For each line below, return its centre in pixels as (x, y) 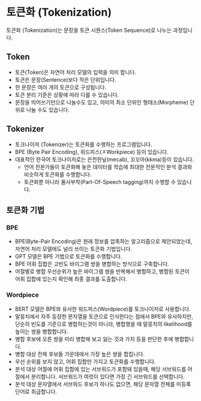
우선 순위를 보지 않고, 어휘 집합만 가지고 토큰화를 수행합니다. (85, 361)
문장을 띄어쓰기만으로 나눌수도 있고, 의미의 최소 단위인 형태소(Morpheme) (102, 102)
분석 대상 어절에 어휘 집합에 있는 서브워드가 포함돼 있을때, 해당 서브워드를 (100, 369)
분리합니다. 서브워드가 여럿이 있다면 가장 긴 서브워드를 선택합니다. (108, 376)
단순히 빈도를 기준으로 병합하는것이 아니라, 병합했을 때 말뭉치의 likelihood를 (103, 324)
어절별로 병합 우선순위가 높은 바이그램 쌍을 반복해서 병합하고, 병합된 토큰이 (102, 272)
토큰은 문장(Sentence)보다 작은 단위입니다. (65, 79)
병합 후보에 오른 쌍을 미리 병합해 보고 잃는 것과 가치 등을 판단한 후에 (94, 339)
